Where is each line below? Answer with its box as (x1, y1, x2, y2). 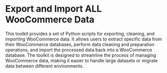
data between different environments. (5, 63, 84, 69)
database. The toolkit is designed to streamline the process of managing (5, 52, 156, 58)
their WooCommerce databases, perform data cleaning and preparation (5, 41, 155, 47)
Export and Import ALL (5, 3, 102, 15)
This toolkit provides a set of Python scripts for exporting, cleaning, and (5, 30, 155, 36)
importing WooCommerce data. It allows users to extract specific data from (5, 36, 162, 42)
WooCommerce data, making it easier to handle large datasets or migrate (5, 57, 158, 63)
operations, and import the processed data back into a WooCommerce (5, 47, 152, 53)
